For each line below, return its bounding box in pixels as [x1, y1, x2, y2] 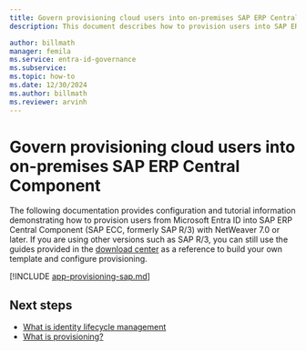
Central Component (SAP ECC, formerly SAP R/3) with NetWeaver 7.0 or [9, 225, 280, 236]
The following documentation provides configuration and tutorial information [9, 206, 296, 216]
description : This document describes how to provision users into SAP [9, 22, 287, 31]
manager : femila [9, 46, 71, 55]
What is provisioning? [22, 331, 104, 342]
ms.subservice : [9, 64, 67, 73]
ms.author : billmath [9, 88, 88, 98]
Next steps [9, 297, 73, 313]
